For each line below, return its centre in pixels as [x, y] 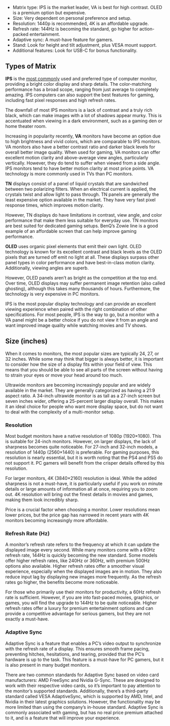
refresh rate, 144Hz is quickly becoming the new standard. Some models [81, 556]
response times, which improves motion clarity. [55, 205]
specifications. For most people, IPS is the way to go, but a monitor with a [82, 315]
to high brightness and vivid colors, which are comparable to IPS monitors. [83, 141]
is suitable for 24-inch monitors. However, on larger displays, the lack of [81, 441]
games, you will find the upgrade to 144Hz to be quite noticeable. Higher [81, 603]
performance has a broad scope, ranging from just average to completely [82, 89]
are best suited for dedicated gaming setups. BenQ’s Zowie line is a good [82, 226]
